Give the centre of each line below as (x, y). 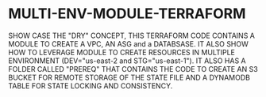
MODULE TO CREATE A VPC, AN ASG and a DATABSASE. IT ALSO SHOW (128, 43)
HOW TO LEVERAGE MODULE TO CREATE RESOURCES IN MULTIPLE (122, 52)
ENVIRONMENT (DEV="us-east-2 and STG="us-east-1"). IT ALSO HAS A (127, 61)
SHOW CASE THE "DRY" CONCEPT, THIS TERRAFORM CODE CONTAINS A (132, 35)
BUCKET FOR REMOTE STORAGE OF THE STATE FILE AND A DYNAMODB (129, 77)
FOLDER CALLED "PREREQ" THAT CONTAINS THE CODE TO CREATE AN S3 (133, 69)
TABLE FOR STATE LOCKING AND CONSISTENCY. (91, 86)
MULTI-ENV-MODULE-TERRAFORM (127, 14)
